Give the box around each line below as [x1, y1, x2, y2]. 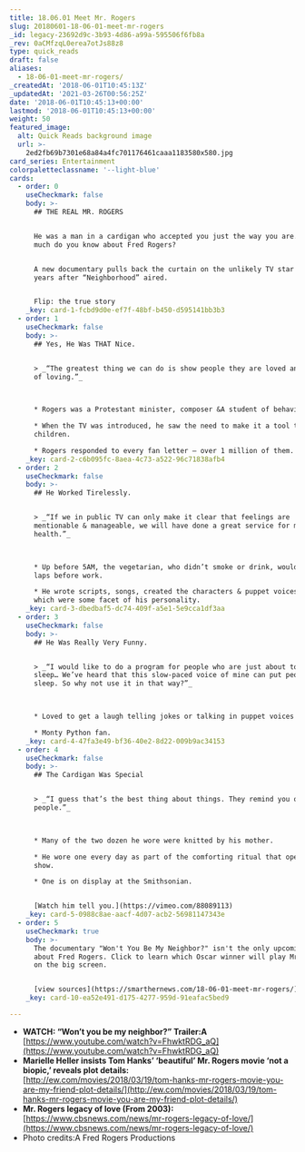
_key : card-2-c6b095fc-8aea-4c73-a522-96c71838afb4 [25, 455, 225, 464]
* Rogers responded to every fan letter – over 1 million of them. [33, 446, 295, 455]
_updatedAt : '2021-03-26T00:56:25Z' [9, 89, 148, 98]
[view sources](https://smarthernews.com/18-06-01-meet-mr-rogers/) [33, 985, 299, 994]
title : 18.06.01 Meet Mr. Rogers [9, 13, 136, 23]
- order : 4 [17, 745, 59, 754]
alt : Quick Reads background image [17, 132, 152, 141]
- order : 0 [17, 182, 59, 192]
